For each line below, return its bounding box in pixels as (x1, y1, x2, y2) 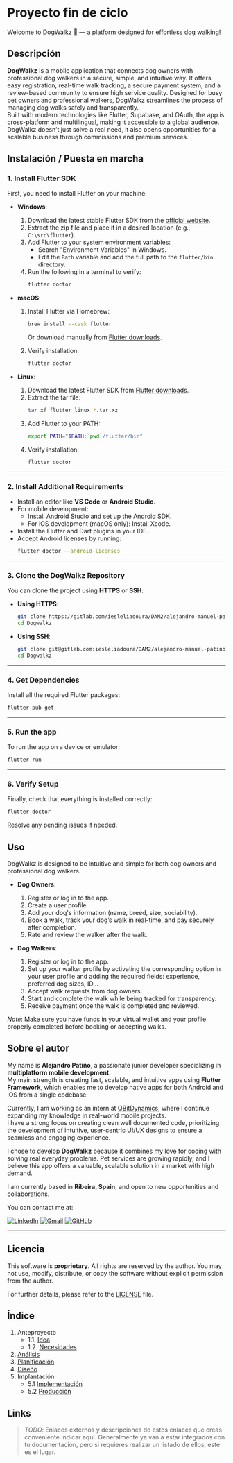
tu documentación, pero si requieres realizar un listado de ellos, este (24, 1441, 221, 1449)
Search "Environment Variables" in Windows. (37, 246, 167, 254)
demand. (7, 1169, 33, 1177)
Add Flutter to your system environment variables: (27, 238, 171, 247)
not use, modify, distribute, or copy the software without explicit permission (7, 1269, 223, 1277)
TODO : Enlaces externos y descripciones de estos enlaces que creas (24, 1426, 223, 1434)
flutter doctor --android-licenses (17, 547, 121, 554)
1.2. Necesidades (27, 1343, 78, 1351)
